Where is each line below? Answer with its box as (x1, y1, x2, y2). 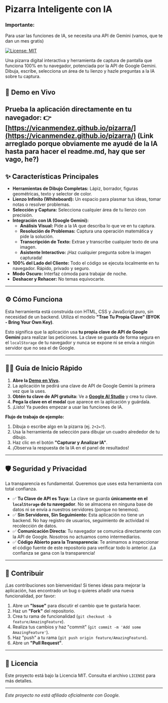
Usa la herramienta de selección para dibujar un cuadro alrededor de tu (12, 428, 160, 434)
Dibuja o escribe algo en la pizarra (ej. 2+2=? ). (12, 423, 106, 429)
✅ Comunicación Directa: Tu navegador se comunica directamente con (12, 528, 161, 534)
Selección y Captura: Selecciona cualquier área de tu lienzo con (12, 207, 146, 213)
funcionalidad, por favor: (5, 593, 56, 599)
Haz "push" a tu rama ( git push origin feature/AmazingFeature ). (12, 635, 148, 641)
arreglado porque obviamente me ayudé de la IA (5, 139, 158, 148)
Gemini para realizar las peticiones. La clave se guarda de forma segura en (5, 334, 160, 340)
